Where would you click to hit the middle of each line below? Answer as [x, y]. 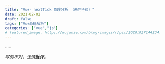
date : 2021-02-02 [23, 14]
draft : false [18, 19]
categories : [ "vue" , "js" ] [31, 28]
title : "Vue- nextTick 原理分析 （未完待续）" [50, 10]
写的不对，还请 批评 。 [27, 57]
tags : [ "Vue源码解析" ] [27, 23]
